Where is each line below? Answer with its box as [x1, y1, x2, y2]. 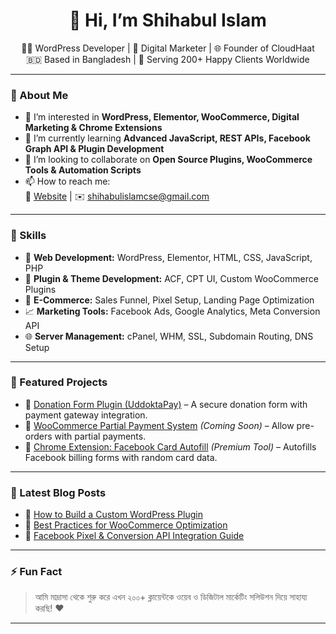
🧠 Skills [10, 229, 47, 243]
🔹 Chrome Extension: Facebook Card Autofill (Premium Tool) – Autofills [24, 440, 317, 453]
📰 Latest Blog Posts [10, 485, 107, 499]
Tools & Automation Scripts [24, 164, 142, 176]
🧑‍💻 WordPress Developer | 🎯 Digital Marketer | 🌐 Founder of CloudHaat [21, 42, 315, 54]
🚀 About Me [10, 88, 69, 102]
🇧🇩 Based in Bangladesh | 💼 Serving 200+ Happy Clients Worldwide [26, 53, 310, 65]
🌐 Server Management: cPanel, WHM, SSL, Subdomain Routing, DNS [24, 330, 314, 342]
